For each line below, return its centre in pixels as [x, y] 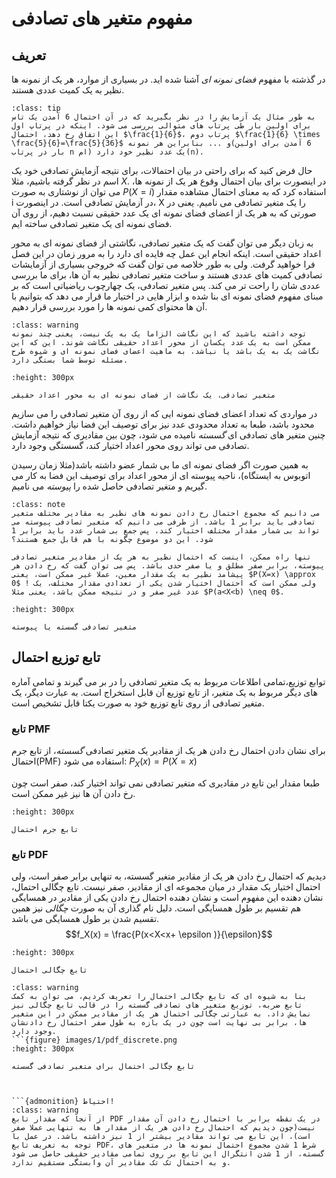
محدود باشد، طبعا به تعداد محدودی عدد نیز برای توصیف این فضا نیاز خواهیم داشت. [163, 424]
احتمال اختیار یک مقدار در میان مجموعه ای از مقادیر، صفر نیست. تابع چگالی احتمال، [166, 887]
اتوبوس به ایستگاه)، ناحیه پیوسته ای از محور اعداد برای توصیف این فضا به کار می [161, 475]
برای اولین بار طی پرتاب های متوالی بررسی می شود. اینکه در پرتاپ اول [161, 126]
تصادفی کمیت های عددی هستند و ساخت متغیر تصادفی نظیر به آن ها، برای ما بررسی [167, 275]
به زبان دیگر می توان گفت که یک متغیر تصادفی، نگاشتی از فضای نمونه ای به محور [162, 243]
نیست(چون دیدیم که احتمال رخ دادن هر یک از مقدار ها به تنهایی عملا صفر [163, 1128]
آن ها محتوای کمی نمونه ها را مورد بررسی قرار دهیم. [109, 306]
